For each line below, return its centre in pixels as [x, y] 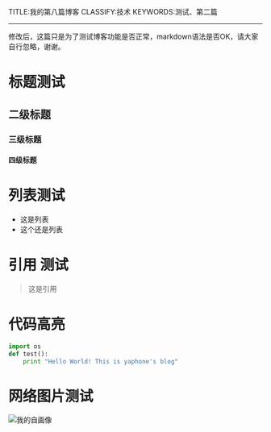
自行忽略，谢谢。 [37, 46]
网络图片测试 [51, 396]
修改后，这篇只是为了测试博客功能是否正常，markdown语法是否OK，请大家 [133, 36]
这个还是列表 [41, 230]
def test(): [28, 354]
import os [25, 346]
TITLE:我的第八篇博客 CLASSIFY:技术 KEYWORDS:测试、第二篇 [113, 12]
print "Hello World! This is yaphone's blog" [101, 361]
